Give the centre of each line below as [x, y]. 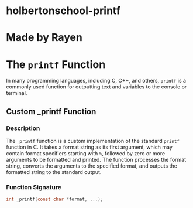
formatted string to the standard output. [54, 172]
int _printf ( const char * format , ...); [55, 200]
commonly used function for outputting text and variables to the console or [96, 87]
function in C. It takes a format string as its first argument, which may [89, 147]
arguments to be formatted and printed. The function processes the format [96, 160]
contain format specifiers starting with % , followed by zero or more [86, 153]
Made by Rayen [44, 38]
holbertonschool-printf [63, 11]
